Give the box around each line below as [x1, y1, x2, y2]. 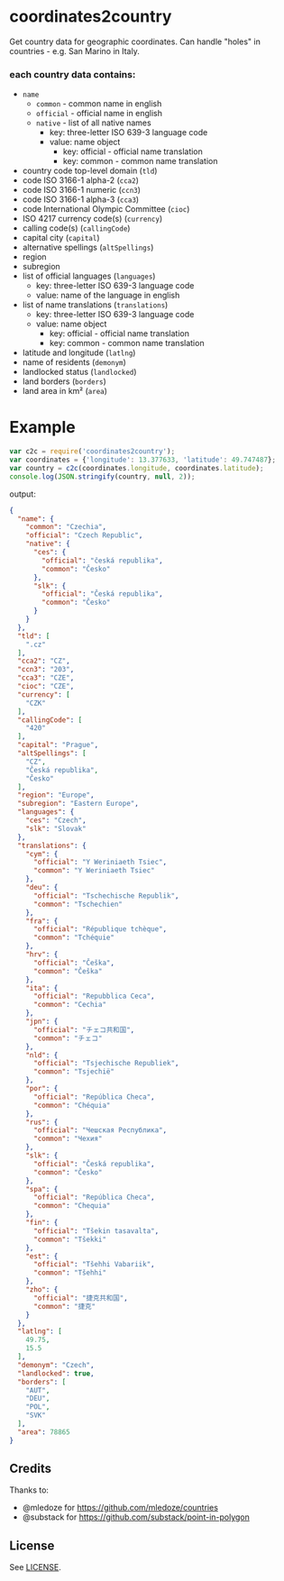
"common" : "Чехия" [32, 1134, 103, 1144]
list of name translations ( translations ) [22, 299, 169, 310]
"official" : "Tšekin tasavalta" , [32, 1226, 160, 1236]
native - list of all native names [35, 117, 151, 128]
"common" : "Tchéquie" [32, 933, 115, 943]
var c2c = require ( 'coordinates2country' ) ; [9, 447, 176, 456]
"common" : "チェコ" [32, 1034, 103, 1043]
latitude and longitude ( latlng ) [22, 347, 136, 358]
